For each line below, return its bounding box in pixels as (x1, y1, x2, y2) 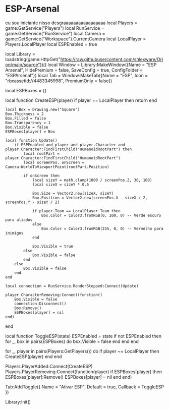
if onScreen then (23, 173, 60, 178)
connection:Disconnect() (14, 301, 67, 306)
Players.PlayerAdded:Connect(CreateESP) (5, 363, 93, 369)
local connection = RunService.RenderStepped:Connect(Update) (5, 283, 139, 288)
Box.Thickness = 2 (5, 111, 44, 116)
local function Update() (5, 138, 58, 143)
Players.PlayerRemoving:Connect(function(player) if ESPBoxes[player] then (5, 369, 162, 375)
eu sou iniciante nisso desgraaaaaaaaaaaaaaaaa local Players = (5, 20, 138, 26)
